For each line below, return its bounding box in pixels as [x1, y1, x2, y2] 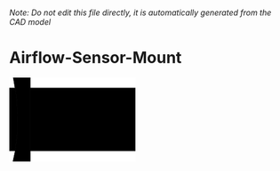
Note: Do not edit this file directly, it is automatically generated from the [9, 7, 272, 18]
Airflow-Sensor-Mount [9, 47, 182, 67]
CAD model [9, 16, 52, 27]
